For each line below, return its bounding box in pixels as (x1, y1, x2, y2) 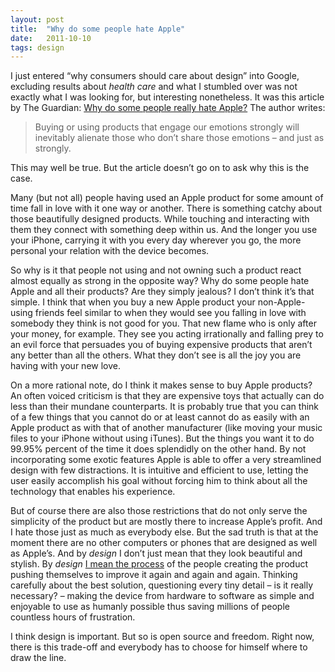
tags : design (10, 42, 65, 53)
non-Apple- (257, 296, 306, 308)
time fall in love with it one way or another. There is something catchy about (10, 202, 323, 215)
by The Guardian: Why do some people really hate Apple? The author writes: (10, 102, 326, 114)
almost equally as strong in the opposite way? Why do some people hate (10, 275, 310, 287)
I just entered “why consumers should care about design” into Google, (10, 70, 300, 82)
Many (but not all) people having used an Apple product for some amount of (10, 192, 324, 204)
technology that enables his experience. (10, 486, 176, 498)
